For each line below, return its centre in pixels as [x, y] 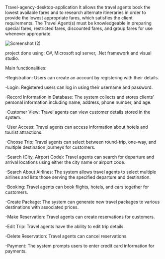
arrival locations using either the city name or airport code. [65, 162]
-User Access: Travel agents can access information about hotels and [77, 127]
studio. [12, 58]
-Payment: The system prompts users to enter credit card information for [80, 246]
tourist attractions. [24, 132]
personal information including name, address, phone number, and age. [78, 102]
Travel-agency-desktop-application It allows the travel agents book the [78, 7]
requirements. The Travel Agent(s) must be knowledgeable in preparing [78, 23]
